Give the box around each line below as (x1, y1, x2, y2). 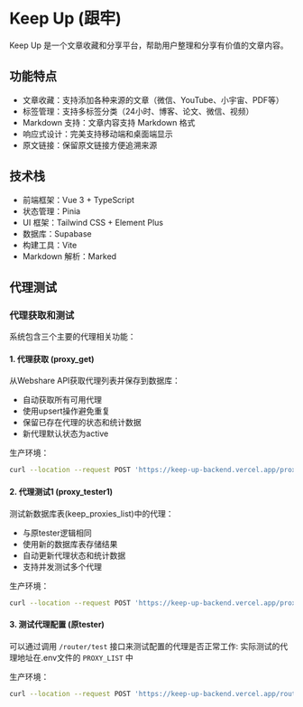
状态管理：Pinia (22, 205, 81, 217)
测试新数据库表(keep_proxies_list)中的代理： (9, 507, 174, 519)
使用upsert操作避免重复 (22, 405, 111, 416)
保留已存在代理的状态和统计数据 (22, 417, 142, 428)
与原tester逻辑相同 (22, 527, 92, 538)
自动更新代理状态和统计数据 (22, 550, 126, 561)
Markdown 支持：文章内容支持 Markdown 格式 (22, 116, 196, 127)
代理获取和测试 (9, 309, 75, 321)
